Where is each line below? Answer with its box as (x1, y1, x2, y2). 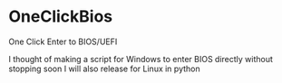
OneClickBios (8, 6, 113, 27)
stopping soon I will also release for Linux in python (8, 63, 200, 74)
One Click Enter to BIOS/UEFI (8, 36, 118, 47)
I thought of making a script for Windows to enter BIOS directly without (8, 53, 274, 64)
